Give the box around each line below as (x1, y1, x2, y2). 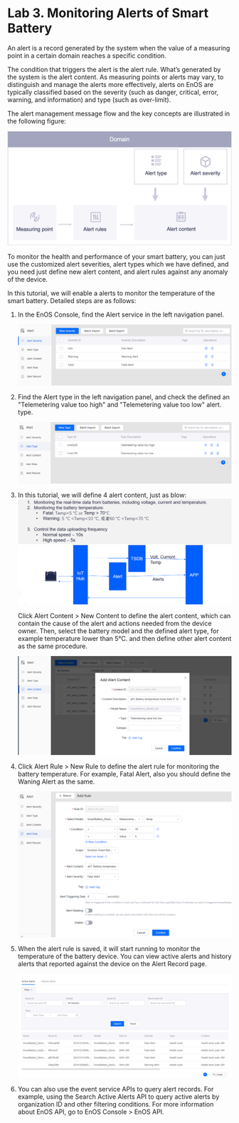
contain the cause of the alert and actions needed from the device (17, 619, 212, 627)
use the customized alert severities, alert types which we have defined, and (7, 260, 229, 268)
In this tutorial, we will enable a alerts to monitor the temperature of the (7, 289, 216, 297)
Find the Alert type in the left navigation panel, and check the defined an (17, 392, 230, 401)
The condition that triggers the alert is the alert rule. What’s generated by (7, 65, 221, 73)
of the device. (7, 275, 48, 283)
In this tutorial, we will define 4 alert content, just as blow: (17, 491, 187, 500)
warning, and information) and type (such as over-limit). (7, 95, 171, 104)
